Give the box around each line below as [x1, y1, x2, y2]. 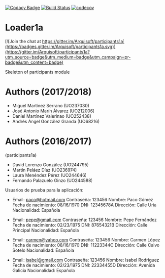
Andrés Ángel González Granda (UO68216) [12, 118, 100, 124]
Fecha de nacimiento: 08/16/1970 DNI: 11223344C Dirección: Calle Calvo [12, 242, 160, 248]
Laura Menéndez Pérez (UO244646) [12, 172, 87, 178]
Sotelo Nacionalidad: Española [12, 247, 74, 253]
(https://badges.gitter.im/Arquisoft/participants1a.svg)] [5, 44, 116, 49]
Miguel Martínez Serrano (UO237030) [12, 102, 90, 108]
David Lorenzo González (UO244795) [12, 161, 89, 168]
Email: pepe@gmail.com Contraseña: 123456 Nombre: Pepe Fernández [12, 217, 157, 223]
